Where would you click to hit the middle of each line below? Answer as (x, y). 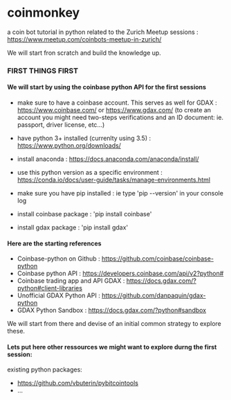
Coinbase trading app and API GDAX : (71, 281)
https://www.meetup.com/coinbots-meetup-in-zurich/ (84, 39)
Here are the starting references (54, 243)
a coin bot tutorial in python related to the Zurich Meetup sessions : (103, 32)
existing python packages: (45, 369)
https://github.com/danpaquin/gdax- (154, 295)
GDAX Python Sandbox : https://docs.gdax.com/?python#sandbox (112, 311)
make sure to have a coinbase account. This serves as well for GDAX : (117, 103)
